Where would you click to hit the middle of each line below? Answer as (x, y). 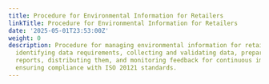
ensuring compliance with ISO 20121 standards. (96, 68)
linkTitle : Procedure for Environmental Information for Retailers (123, 23)
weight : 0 (25, 38)
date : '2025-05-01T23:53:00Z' (59, 30)
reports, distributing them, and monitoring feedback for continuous (134, 61)
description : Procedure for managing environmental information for (125, 46)
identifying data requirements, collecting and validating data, (127, 53)
